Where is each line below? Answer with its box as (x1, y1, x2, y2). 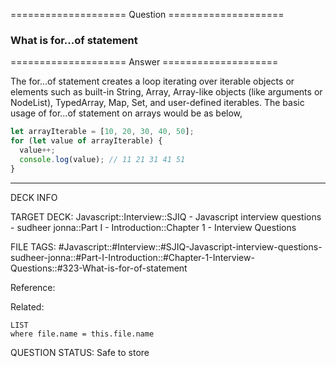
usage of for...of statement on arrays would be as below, (10, 107, 243, 119)
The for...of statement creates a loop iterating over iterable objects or (10, 75, 295, 88)
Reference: (10, 281, 56, 293)
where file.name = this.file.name (10, 329, 155, 339)
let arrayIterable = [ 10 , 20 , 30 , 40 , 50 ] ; (10, 127, 195, 137)
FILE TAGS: (10, 240, 57, 253)
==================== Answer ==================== (10, 56, 279, 68)
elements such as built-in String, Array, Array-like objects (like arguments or (10, 86, 323, 98)
